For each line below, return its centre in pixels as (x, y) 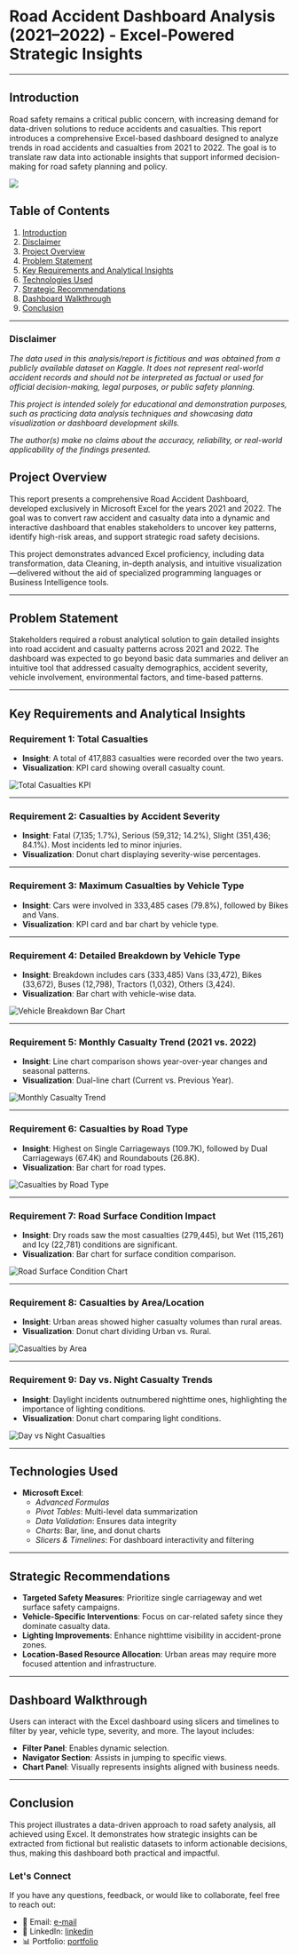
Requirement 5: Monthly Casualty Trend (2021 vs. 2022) (133, 1042)
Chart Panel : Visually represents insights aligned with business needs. (151, 1767)
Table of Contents (60, 211)
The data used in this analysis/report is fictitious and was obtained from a (145, 358)
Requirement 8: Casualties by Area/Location (107, 1302)
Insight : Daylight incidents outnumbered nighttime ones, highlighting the (154, 1399)
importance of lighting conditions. (84, 1409)
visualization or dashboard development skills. (94, 423)
